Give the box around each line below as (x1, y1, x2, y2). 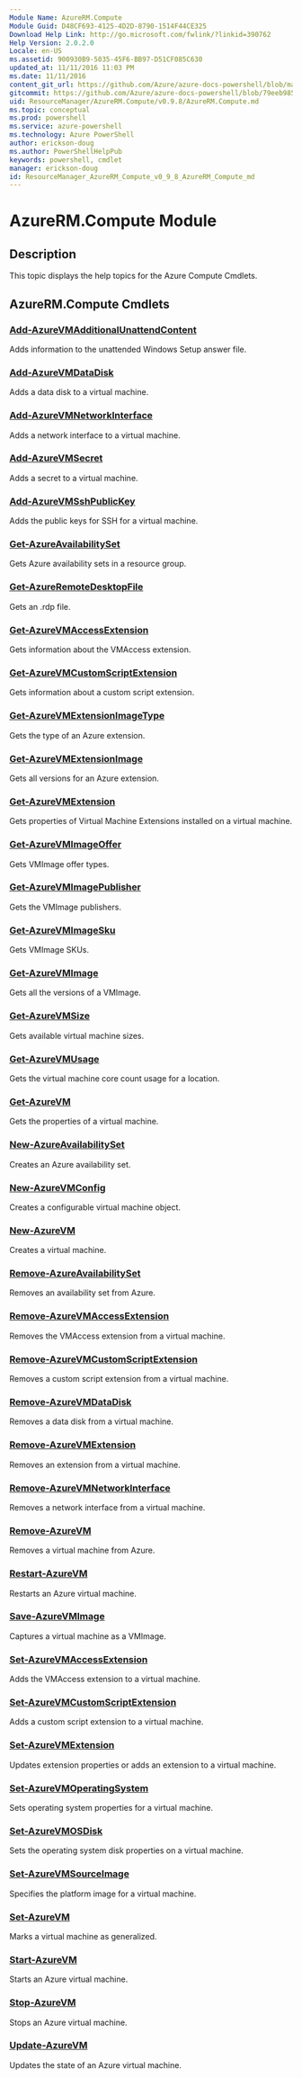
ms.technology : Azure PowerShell (9, 130, 135, 139)
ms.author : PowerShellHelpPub (9, 147, 123, 156)
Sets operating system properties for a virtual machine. (9, 1803, 214, 1814)
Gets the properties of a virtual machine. (9, 1116, 159, 1127)
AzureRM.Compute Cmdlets (9, 296, 171, 311)
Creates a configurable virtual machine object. (9, 1202, 182, 1213)
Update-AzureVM (9, 2039, 88, 2052)
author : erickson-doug (9, 139, 94, 148)
